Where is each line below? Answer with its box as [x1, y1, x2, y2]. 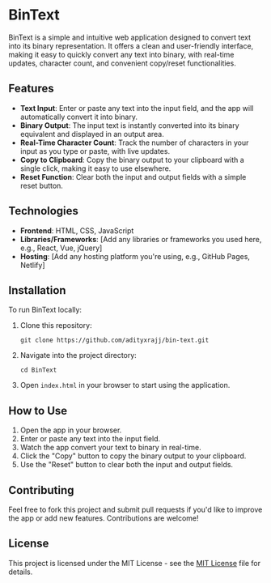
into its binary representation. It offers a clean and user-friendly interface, [8, 40, 254, 50]
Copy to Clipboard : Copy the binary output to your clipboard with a [19, 155, 244, 164]
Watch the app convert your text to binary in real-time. [19, 443, 201, 453]
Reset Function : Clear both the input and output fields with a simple [19, 172, 247, 181]
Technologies [8, 204, 79, 218]
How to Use [8, 403, 68, 418]
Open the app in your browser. [19, 425, 122, 435]
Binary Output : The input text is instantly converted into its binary [19, 120, 240, 130]
